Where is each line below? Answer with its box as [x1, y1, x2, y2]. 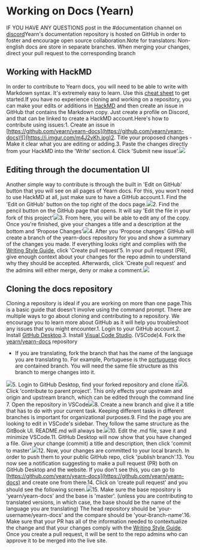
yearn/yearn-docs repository [6, 338, 78, 345]
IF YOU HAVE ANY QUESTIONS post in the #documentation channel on [6, 24, 182, 31]
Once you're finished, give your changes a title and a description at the [6, 220, 181, 227]
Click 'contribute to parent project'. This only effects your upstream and [6, 387, 183, 395]
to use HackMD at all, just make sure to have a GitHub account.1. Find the [6, 193, 187, 200]
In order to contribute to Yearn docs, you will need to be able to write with [6, 83, 188, 90]
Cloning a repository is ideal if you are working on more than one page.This [6, 300, 192, 307]
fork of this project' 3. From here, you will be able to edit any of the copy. [6, 214, 190, 221]
